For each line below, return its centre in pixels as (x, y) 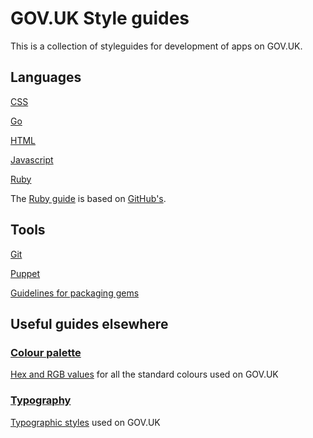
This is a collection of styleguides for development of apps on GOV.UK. (156, 46)
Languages (46, 77)
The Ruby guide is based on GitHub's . (88, 198)
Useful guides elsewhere (89, 323)
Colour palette (46, 352)
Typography (41, 400)
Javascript (32, 159)
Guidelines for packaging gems (75, 293)
